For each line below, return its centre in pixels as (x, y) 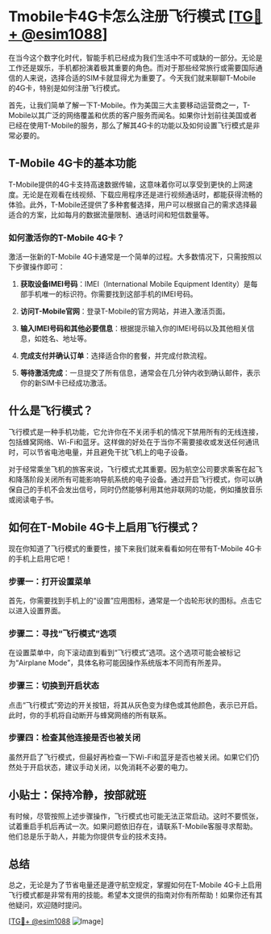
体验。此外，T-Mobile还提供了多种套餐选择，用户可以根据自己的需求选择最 (133, 204)
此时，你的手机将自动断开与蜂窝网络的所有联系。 (90, 715)
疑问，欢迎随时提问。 (50, 905)
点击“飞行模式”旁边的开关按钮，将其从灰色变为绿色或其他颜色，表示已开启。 (135, 705)
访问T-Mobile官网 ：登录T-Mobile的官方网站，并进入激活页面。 (125, 311)
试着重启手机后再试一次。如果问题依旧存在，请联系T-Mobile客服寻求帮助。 (133, 826)
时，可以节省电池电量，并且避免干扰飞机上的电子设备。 (100, 452)
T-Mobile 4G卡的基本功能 (73, 164)
